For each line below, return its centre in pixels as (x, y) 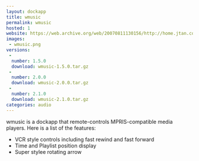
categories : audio (29, 105)
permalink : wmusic (29, 22)
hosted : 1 (18, 28)
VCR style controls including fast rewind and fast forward (84, 139)
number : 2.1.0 (29, 94)
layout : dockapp (26, 11)
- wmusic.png (25, 45)
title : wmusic (24, 17)
